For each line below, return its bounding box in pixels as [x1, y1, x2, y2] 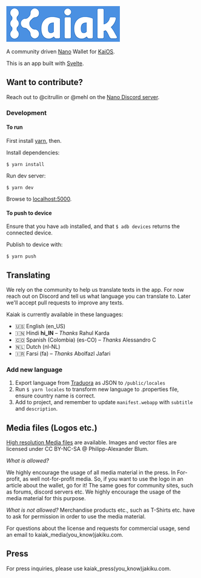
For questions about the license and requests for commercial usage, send [6, 525, 190, 532]
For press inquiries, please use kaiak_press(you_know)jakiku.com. [6, 565, 171, 572]
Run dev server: [6, 172, 46, 179]
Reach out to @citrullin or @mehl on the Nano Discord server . [6, 93, 160, 100]
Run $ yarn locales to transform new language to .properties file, [15, 386, 179, 393]
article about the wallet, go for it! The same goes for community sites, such [6, 482, 194, 489]
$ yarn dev [6, 184, 34, 191]
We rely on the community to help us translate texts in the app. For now [6, 286, 185, 293]
